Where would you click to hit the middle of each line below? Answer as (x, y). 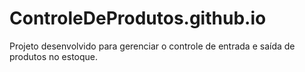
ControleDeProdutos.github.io (138, 18)
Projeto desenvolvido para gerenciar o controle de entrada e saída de (152, 46)
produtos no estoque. (54, 56)
